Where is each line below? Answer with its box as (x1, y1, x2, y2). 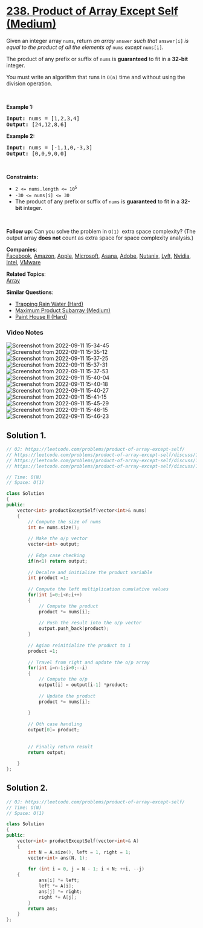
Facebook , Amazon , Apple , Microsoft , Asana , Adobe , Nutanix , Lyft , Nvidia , (6, 252, 192, 260)
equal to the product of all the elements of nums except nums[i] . (6, 44, 164, 51)
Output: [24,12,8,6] (6, 121, 68, 128)
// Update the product (38, 693, 96, 699)
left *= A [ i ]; (38, 883, 74, 889)
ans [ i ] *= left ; (38, 877, 80, 884)
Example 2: (6, 132, 35, 140)
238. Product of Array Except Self (6, 4, 178, 18)
